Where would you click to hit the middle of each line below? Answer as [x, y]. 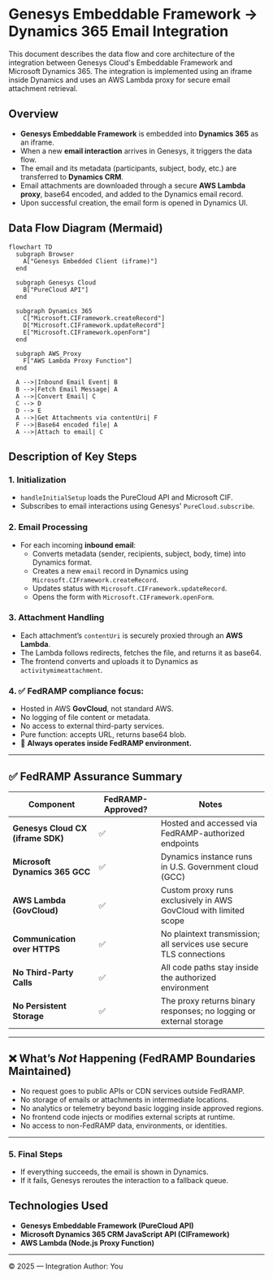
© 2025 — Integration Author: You [66, 1266]
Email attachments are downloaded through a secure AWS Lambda [133, 185]
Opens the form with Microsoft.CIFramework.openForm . [123, 596]
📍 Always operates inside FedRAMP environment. [106, 744]
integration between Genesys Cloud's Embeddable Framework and [121, 63]
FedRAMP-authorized [203, 833]
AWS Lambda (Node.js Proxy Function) [87, 1242]
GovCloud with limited [203, 910]
